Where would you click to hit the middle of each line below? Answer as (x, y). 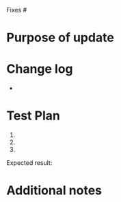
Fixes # (17, 10)
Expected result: (29, 163)
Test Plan (33, 116)
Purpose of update (60, 38)
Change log (40, 69)
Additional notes (54, 191)
